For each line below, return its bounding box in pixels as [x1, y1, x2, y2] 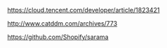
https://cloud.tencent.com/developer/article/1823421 [7, 6, 160, 14]
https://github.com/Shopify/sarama [7, 33, 109, 41]
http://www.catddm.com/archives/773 [7, 19, 118, 27]
